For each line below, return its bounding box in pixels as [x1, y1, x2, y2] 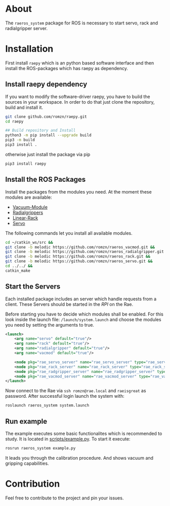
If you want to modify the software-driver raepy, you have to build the [5, 93, 150, 100]
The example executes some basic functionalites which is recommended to [5, 430, 162, 436]
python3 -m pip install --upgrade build [5, 133, 92, 138]
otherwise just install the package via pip [5, 151, 91, 157]
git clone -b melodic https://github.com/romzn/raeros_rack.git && [5, 254, 151, 259]
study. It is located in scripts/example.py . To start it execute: [5, 436, 131, 442]
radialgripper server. [5, 25, 48, 31]
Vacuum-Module [12, 204, 48, 210]
